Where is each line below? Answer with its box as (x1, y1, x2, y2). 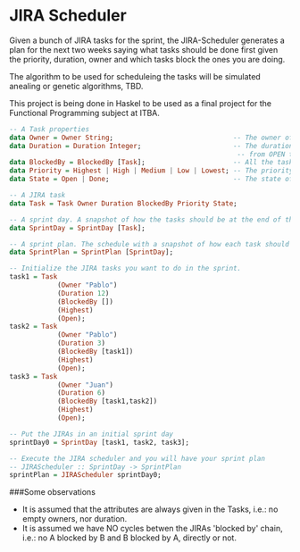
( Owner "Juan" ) (56, 381, 114, 389)
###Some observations (9, 487, 96, 498)
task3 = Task (9, 372, 58, 381)
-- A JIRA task (9, 191, 66, 200)
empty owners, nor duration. (21, 514, 128, 524)
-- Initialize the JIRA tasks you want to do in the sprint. (9, 264, 242, 273)
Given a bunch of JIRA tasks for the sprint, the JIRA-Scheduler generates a (9, 35, 286, 46)
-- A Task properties (9, 124, 90, 134)
